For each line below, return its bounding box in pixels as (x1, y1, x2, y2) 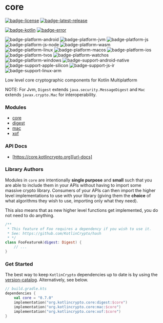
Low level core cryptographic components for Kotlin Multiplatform (5, 77, 138, 83)
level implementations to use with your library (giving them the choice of (5, 192, 151, 199)
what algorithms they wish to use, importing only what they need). (5, 198, 138, 203)
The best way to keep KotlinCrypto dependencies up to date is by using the (5, 272, 158, 278)
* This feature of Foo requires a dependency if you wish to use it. (7, 226, 152, 231)
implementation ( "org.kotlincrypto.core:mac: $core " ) (14, 304, 121, 309)
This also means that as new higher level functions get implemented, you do (5, 207, 159, 213)
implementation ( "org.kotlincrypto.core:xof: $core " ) (14, 309, 121, 314)
